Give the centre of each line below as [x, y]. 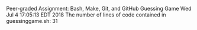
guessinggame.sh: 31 [32, 21]
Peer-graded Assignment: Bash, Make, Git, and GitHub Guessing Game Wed [99, 9]
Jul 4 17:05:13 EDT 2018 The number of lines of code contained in [86, 15]
